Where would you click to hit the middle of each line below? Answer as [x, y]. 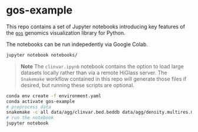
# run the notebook [30, 118]
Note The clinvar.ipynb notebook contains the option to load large [102, 66]
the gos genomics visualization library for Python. [66, 32]
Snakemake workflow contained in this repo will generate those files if [103, 79]
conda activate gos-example [41, 101]
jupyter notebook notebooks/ [42, 55]
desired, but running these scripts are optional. [77, 85]
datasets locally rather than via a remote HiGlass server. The [94, 72]
